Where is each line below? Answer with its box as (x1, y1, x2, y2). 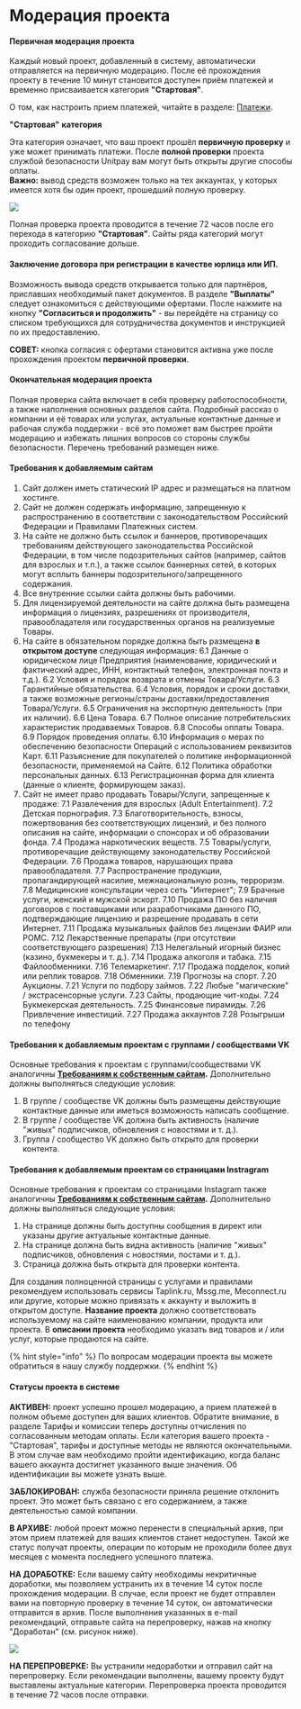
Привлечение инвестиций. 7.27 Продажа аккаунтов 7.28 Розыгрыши (22, 1009, 286, 1019)
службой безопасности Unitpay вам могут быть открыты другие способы (9, 156, 293, 167)
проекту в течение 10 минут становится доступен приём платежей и (9, 75, 274, 86)
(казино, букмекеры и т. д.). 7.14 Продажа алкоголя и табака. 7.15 (22, 952, 272, 962)
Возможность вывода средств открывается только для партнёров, (9, 278, 268, 289)
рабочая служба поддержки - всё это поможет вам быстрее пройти (9, 422, 273, 433)
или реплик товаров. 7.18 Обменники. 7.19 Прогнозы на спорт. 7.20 (22, 971, 277, 981)
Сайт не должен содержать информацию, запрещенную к (22, 502, 247, 512)
